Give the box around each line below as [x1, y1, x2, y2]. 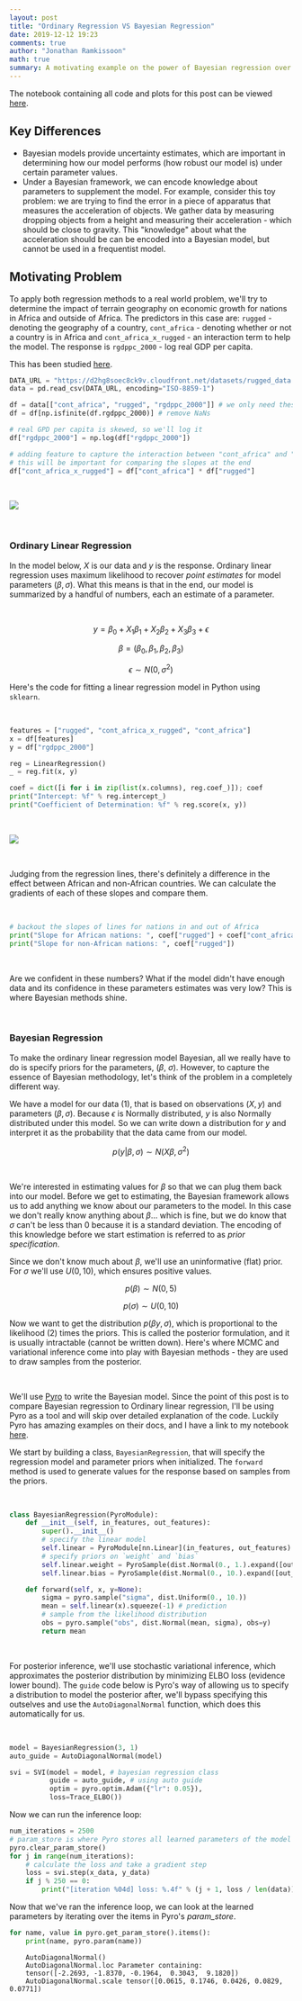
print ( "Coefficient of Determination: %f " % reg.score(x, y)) [9, 800, 247, 810]
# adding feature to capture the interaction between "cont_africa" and [9, 449, 288, 459]
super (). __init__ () [41, 1527, 115, 1536]
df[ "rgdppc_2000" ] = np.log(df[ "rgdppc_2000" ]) [9, 433, 191, 442]
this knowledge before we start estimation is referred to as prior [9, 1229, 245, 1239]
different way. [9, 1081, 60, 1092]
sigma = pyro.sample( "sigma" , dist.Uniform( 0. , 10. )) [41, 1593, 247, 1602]
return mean [41, 1627, 87, 1636]
